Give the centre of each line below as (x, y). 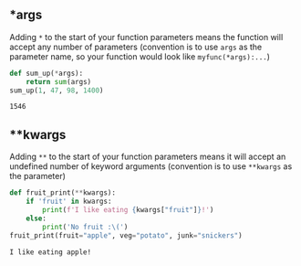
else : (36, 218)
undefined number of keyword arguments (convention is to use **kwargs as (151, 166)
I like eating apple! (51, 252)
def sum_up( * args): (47, 73)
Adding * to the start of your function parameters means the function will (146, 37)
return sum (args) (59, 81)
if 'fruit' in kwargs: (69, 202)
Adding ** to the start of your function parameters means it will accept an (148, 157)
